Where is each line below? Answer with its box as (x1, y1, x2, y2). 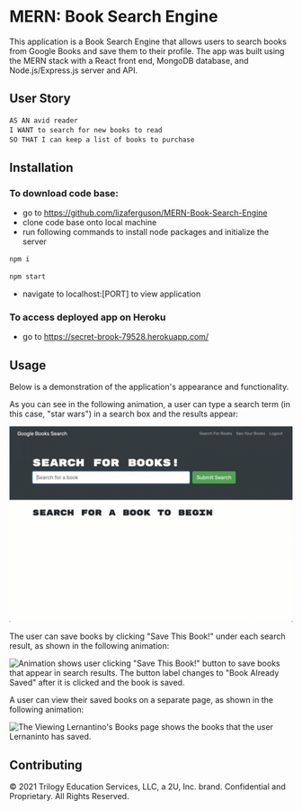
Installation (9, 159, 74, 175)
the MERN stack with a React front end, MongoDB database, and (9, 55, 249, 66)
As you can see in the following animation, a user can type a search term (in (9, 398, 290, 409)
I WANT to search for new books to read (9, 125, 164, 134)
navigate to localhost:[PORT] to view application (22, 288, 201, 299)
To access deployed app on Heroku (9, 311, 166, 323)
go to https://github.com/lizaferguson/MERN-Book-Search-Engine (22, 207, 268, 218)
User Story (9, 91, 71, 106)
